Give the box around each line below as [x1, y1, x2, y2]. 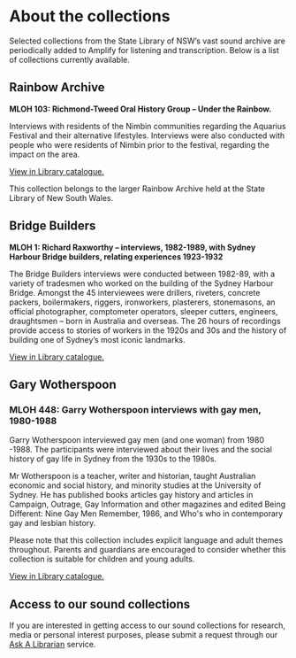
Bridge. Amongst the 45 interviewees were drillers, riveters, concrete [9, 287, 261, 298]
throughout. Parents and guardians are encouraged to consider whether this [9, 545, 286, 555]
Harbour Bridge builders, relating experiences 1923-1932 [9, 251, 224, 262]
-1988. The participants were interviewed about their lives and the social [9, 445, 272, 455]
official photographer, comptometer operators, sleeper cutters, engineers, [9, 306, 278, 316]
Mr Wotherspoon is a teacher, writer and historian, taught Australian [9, 471, 256, 482]
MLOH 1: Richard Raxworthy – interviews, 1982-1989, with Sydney [9, 242, 256, 252]
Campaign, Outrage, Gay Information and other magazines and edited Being [9, 499, 286, 510]
